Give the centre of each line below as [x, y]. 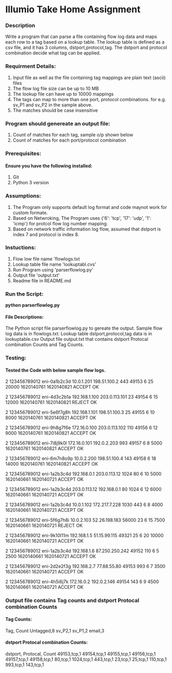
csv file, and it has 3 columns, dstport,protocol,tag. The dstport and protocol [86, 48]
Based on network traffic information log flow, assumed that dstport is [87, 229]
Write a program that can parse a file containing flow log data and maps [81, 36]
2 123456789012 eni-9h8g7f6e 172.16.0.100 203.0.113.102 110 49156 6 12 [82, 428]
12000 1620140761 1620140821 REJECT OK [51, 402]
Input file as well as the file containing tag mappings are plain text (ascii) [89, 78]
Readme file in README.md [42, 280]
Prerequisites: [23, 153]
